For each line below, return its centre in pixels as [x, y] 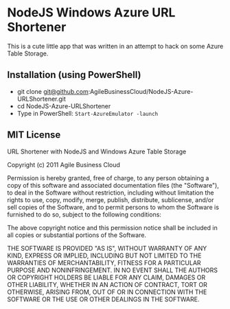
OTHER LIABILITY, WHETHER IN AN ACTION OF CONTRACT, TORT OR [107, 284]
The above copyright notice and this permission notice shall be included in [112, 227]
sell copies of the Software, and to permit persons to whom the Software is [113, 207]
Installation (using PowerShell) [74, 75]
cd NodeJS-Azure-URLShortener [64, 106]
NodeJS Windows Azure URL [91, 13]
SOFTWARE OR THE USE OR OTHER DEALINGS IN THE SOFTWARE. [103, 299]
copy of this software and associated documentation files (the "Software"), [113, 185]
